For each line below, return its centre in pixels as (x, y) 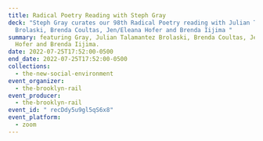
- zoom (26, 125)
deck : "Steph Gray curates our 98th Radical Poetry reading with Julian (129, 23)
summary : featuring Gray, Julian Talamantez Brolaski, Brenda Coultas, (127, 37)
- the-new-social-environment (64, 74)
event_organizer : (36, 81)
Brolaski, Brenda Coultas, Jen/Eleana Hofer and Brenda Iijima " (124, 30)
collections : (29, 67)
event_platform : (34, 117)
